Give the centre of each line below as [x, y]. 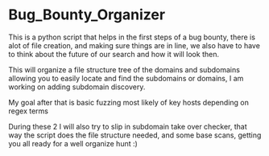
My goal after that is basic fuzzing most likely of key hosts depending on [129, 102]
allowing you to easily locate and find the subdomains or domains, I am [126, 78]
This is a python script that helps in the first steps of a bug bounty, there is [132, 37]
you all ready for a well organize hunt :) [73, 143]
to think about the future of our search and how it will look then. [114, 54]
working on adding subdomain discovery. [77, 87]
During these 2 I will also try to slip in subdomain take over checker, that [128, 126]
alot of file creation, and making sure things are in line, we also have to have [134, 45]
